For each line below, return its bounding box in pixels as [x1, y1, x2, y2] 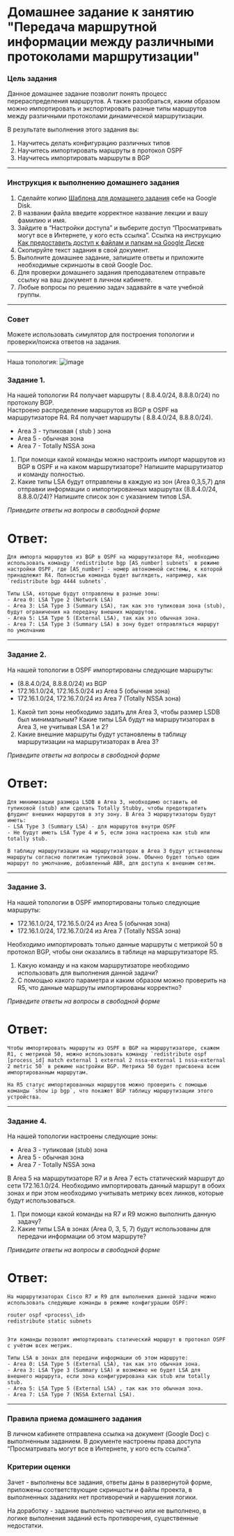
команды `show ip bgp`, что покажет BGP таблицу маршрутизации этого [7, 1087, 214, 1094]
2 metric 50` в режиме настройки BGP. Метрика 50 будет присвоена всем [7, 1063, 219, 1070]
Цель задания [7, 74, 57, 84]
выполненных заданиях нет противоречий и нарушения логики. [7, 1493, 198, 1501]
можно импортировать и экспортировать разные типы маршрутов [7, 104, 207, 113]
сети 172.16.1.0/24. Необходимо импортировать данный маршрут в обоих [7, 1182, 226, 1190]
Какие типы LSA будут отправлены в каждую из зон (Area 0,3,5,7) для [17, 478, 226, 486]
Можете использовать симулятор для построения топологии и [7, 330, 195, 339]
